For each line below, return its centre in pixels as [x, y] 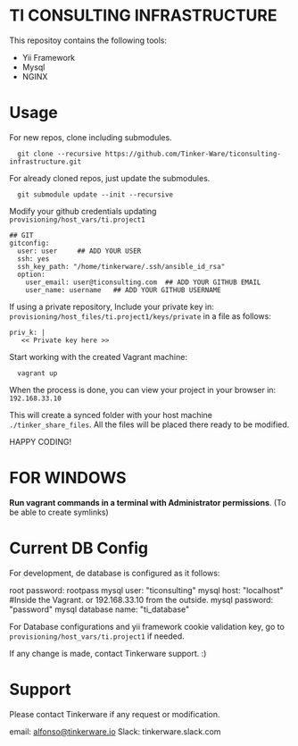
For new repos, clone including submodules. [91, 137]
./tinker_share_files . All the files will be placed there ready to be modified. [149, 424]
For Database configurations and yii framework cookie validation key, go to [147, 626]
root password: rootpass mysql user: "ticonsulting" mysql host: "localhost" [146, 590]
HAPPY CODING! [41, 441]
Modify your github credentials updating [83, 211]
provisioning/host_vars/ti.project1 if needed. [97, 636]
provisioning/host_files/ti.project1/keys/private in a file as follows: [141, 316]
